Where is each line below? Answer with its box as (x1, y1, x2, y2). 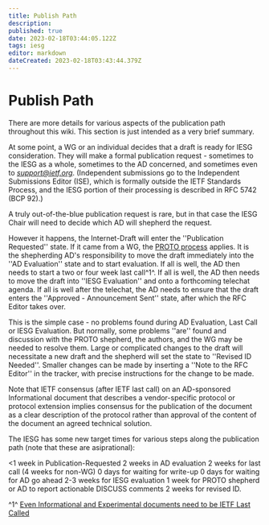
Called (8, 508, 30, 518)
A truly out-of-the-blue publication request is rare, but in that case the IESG (8, 209, 258, 218)
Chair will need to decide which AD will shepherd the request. (8, 217, 213, 227)
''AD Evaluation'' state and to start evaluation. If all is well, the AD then (8, 258, 241, 268)
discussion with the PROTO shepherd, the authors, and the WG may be (8, 334, 243, 344)
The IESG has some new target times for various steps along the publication (8, 434, 259, 444)
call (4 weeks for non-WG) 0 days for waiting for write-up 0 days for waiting (8, 466, 260, 476)
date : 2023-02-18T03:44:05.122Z (8, 34, 116, 43)
